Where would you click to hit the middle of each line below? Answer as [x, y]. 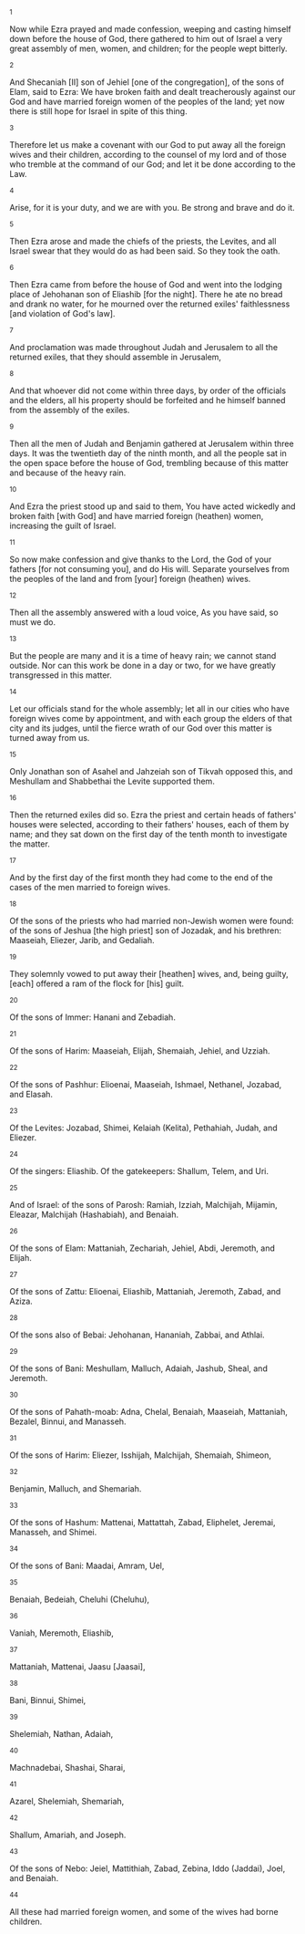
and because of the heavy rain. [68, 473]
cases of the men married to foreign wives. [90, 887]
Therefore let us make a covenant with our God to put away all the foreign [147, 145]
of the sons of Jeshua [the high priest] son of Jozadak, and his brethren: [146, 931]
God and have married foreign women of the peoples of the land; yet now [147, 101]
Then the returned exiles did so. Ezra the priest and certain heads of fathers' [153, 815]
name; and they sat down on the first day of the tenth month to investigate [148, 834]
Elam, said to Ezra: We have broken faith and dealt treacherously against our [152, 92]
